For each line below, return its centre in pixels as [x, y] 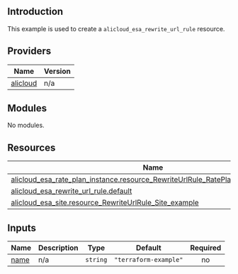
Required [206, 248]
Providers [29, 51]
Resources [32, 147]
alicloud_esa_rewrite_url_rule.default [72, 191]
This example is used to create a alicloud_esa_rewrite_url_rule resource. [116, 28]
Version [57, 71]
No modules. [26, 125]
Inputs [22, 228]
